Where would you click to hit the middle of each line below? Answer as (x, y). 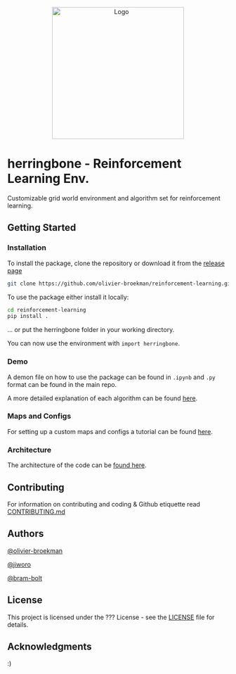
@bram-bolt (25, 578)
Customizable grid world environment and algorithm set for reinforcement (114, 198)
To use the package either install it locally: (68, 297)
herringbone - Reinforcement (94, 164)
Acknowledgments (50, 646)
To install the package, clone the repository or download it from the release (116, 263)
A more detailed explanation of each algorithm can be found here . (103, 398)
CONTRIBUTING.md (36, 511)
